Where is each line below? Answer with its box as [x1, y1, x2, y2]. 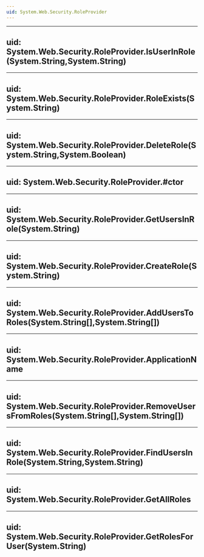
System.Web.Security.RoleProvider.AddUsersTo [6, 308, 194, 318]
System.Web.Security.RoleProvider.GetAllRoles [6, 494, 191, 505]
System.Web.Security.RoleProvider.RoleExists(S [6, 93, 195, 103]
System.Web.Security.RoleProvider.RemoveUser [6, 401, 196, 411]
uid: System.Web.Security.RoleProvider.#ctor [6, 177, 184, 187]
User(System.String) [6, 541, 87, 551]
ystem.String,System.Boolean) [6, 150, 126, 160]
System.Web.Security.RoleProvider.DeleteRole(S [6, 140, 197, 150]
